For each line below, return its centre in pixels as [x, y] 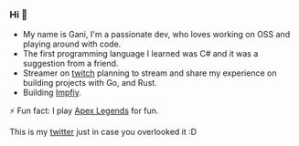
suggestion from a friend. [70, 64]
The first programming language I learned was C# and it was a [140, 54]
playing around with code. [72, 44]
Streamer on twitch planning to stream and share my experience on [149, 73]
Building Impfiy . [52, 93]
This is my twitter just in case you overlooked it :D [103, 132]
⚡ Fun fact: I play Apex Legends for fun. [84, 111]
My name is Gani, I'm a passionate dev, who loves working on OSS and [156, 35]
